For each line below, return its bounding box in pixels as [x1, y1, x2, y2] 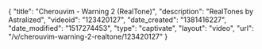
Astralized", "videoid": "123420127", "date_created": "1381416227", [8, 15, 227, 24]
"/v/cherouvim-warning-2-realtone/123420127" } [8, 32, 168, 41]
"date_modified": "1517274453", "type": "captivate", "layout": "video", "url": [8, 24, 254, 32]
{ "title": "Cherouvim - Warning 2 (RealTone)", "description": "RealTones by [8, 7, 254, 16]
